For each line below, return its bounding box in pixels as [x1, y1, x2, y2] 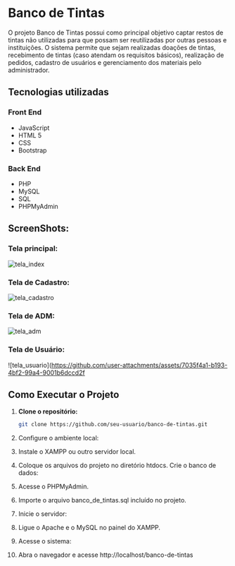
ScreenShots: [8, 222, 70, 234]
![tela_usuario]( [8, 361, 52, 369]
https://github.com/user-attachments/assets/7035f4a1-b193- [51, 361, 228, 369]
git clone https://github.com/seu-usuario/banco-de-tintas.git [18, 421, 208, 428]
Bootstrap [18, 146, 47, 155]
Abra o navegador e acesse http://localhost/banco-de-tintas [18, 550, 193, 559]
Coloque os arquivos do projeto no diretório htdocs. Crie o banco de [18, 461, 217, 470]
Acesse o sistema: [18, 537, 72, 546]
